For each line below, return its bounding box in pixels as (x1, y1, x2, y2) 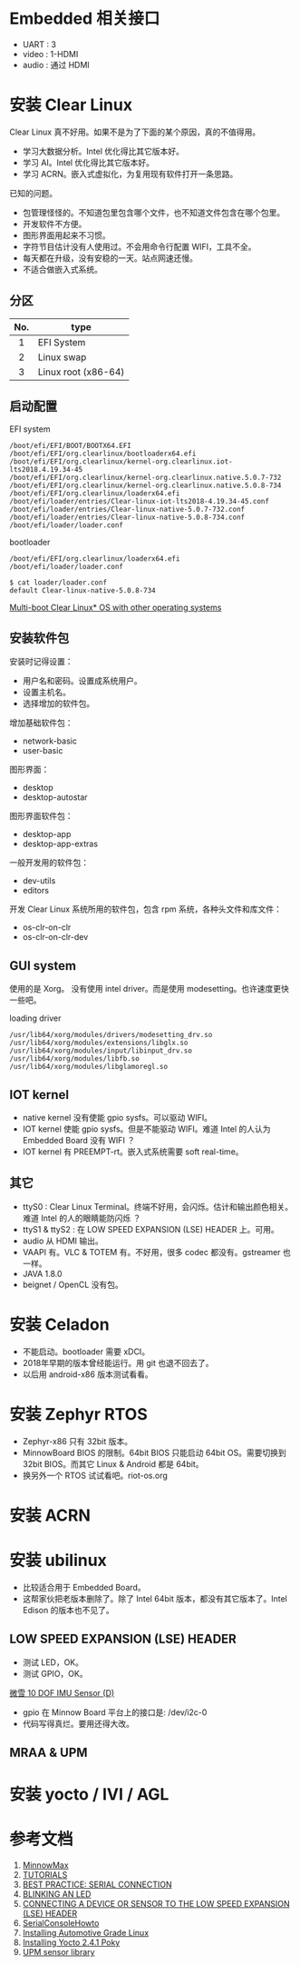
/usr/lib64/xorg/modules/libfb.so (9, 1054, 140, 1063)
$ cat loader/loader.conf (9, 578, 107, 587)
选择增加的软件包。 (22, 698, 95, 709)
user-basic (22, 745, 63, 756)
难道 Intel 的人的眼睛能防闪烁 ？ (22, 1213, 141, 1223)
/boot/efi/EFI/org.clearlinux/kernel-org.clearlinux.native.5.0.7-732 (9, 473, 282, 482)
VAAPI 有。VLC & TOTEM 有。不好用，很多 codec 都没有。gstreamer (22, 1246, 281, 1257)
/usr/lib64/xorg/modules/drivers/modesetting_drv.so (9, 1031, 213, 1040)
